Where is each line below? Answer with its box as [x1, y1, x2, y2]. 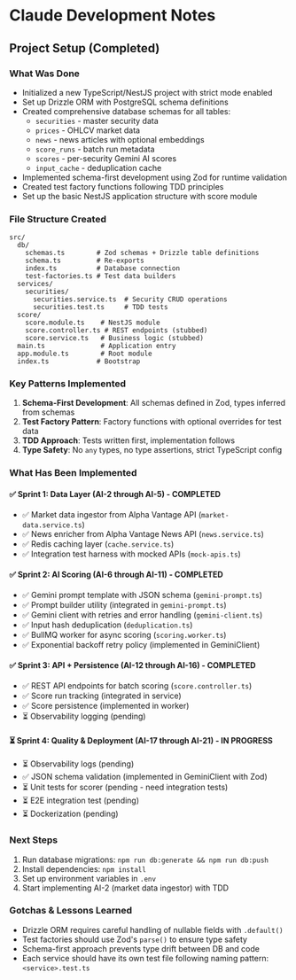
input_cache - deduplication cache [35, 162, 162, 173]
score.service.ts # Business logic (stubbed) [25, 334, 204, 343]
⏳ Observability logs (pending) [21, 758, 135, 769]
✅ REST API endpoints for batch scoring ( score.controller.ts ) [21, 681, 253, 691]
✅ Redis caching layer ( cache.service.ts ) [21, 538, 175, 549]
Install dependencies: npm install [21, 863, 146, 874]
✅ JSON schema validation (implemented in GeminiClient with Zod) [21, 772, 268, 782]
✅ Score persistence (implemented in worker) [21, 701, 190, 711]
